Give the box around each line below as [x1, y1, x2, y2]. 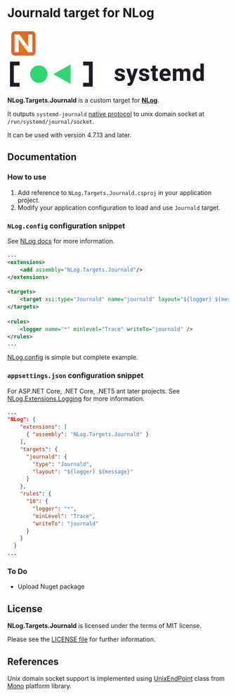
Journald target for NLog [7, 5, 155, 21]
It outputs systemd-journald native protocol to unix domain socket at [7, 109, 205, 118]
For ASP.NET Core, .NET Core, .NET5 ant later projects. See [7, 387, 181, 395]
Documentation [7, 151, 77, 163]
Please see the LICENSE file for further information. [7, 635, 156, 643]
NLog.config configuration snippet [7, 220, 126, 230]
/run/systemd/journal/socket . [7, 117, 95, 125]
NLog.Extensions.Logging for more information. [7, 394, 145, 403]
